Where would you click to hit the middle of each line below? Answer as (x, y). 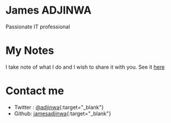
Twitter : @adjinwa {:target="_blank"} (59, 107)
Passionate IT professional (38, 27)
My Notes (30, 51)
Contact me (35, 91)
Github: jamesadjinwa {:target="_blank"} (62, 114)
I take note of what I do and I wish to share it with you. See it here (85, 67)
